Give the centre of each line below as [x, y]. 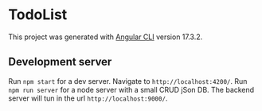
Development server [60, 62]
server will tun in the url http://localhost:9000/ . [88, 98]
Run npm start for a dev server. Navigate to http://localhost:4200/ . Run [128, 81]
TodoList [38, 15]
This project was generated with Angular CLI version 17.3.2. [106, 37]
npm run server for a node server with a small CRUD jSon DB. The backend [131, 89]
